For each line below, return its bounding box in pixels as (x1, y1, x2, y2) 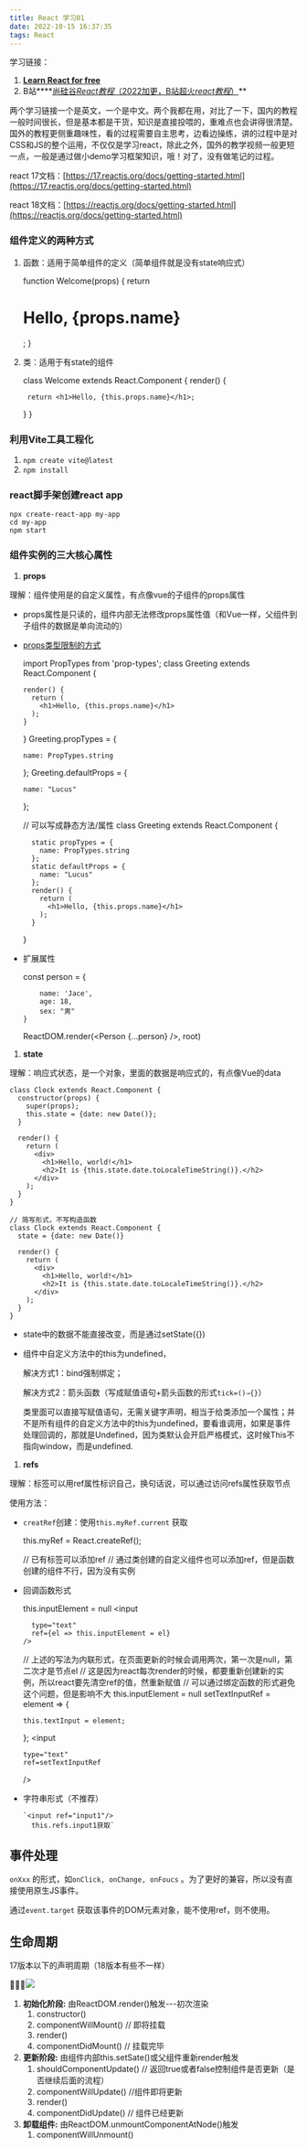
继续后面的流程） (44, 2075, 110, 2086)
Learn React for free (22, 75, 101, 86)
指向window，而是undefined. (22, 1440, 133, 1451)
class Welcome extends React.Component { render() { (22, 374, 227, 385)
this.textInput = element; (22, 1716, 126, 1725)
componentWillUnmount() (36, 2129, 134, 2141)
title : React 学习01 (9, 13, 85, 23)
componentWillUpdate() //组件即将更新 (36, 2087, 183, 2098)
